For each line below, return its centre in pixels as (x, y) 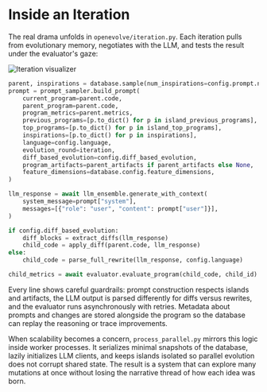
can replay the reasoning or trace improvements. (88, 323)
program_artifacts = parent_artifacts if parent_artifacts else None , (138, 165)
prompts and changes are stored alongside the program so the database (127, 315)
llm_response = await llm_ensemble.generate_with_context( (108, 194)
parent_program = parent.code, (71, 106)
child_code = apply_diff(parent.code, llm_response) (112, 245)
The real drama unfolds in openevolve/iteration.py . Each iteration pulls (125, 37)
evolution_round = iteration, (69, 150)
